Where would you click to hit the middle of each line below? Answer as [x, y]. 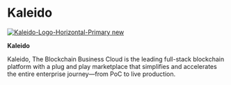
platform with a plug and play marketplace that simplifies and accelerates [112, 66]
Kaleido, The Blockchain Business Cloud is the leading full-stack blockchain [116, 59]
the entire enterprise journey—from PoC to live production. [91, 74]
